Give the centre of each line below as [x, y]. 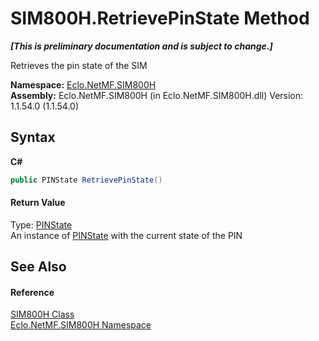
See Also [38, 267]
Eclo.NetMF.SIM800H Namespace [81, 325]
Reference [32, 292]
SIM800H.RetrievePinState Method [160, 18]
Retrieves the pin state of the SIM [79, 65]
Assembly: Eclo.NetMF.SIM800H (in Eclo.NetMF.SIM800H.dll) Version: [157, 95]
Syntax [33, 137]
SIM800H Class [42, 314]
